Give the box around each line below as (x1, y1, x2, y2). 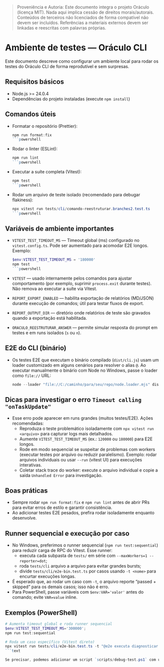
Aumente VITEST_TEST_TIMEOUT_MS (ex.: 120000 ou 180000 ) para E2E (19, 436, 153, 442)
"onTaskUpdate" (5, 404, 51, 410)
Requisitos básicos (5, 78, 64, 86)
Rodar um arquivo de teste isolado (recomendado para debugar (12, 191, 141, 197)
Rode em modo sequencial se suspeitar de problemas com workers (19, 446, 155, 452)
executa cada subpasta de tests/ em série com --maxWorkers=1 (19, 553, 147, 559)
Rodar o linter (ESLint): (12, 146, 58, 152)
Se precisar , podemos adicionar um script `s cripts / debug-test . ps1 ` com (5, 657, 156, 663)
